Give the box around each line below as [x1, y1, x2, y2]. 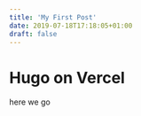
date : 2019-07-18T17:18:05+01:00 [9, 21, 133, 30]
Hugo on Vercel [9, 67, 126, 88]
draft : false [9, 29, 58, 38]
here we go [9, 97, 51, 107]
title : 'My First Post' [9, 12, 98, 22]
